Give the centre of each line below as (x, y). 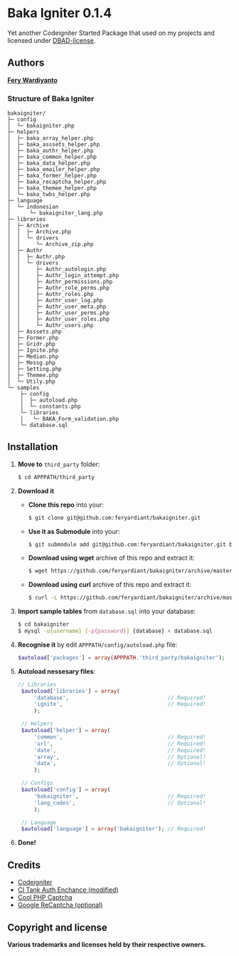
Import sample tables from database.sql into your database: (107, 612)
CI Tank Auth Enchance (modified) (68, 890)
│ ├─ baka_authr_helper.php (51, 151)
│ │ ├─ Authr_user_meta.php (57, 307)
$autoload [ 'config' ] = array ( (66, 790)
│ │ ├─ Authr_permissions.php (60, 282)
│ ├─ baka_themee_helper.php (52, 188)
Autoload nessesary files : (57, 671)
